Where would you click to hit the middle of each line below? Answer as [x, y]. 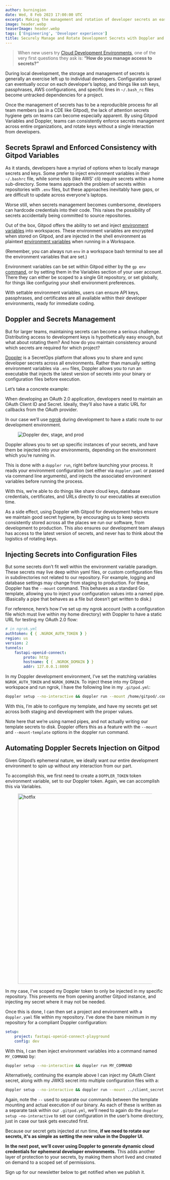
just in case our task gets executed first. [47, 1121]
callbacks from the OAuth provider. [42, 410]
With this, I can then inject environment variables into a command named [81, 1051]
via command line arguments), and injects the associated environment [78, 476]
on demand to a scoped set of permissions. [51, 1162]
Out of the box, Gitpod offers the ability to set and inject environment [77, 225]
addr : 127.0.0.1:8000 [46, 667]
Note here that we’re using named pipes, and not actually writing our [77, 722]
